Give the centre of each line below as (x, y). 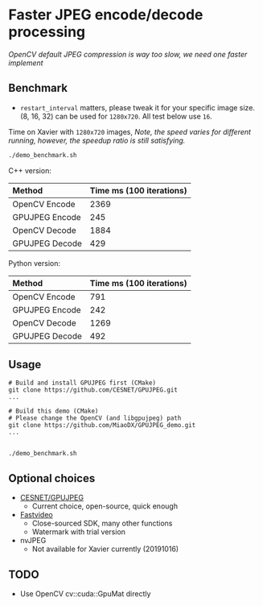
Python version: (34, 263)
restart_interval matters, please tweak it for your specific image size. (138, 107)
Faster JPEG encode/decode (106, 15)
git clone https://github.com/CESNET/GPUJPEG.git (93, 390)
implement (26, 63)
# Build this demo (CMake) (53, 411)
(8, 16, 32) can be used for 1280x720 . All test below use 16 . (116, 116)
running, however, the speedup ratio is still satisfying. (97, 140)
